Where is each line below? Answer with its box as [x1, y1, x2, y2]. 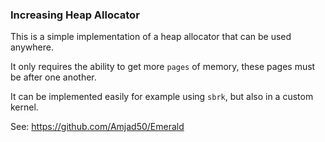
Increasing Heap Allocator [10, 8, 140, 22]
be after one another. [10, 71, 97, 83]
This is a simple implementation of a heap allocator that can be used [10, 31, 292, 43]
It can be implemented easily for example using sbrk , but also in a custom [10, 91, 314, 103]
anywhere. [10, 41, 54, 53]
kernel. [10, 101, 39, 113]
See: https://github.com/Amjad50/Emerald [10, 121, 185, 133]
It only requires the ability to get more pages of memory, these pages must [10, 61, 316, 73]
